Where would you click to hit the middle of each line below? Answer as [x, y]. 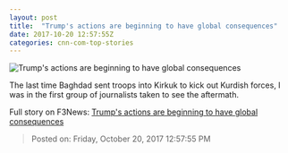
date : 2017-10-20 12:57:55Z [62, 34]
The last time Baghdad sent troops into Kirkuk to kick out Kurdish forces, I [145, 85]
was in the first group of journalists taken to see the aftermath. [124, 95]
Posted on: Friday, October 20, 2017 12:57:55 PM [121, 139]
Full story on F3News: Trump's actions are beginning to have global [134, 112]
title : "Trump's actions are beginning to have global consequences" [144, 26]
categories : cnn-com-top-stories [72, 42]
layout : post [34, 17]
